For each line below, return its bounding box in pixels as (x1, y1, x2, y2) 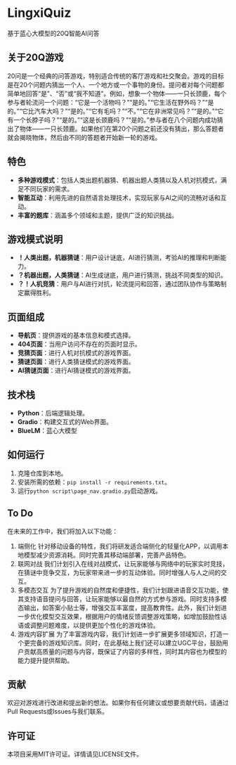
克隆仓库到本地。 (17, 469, 67, 477)
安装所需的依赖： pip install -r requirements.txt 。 (17, 477, 171, 486)
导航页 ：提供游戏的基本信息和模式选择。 (17, 331, 135, 340)
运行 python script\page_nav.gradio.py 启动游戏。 (17, 487, 162, 495)
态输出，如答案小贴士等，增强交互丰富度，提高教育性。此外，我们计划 (17, 603, 221, 612)
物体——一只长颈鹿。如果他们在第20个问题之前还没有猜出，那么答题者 (19, 124, 225, 133)
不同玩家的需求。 (23, 184, 74, 193)
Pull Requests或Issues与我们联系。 (7, 707, 109, 716)
